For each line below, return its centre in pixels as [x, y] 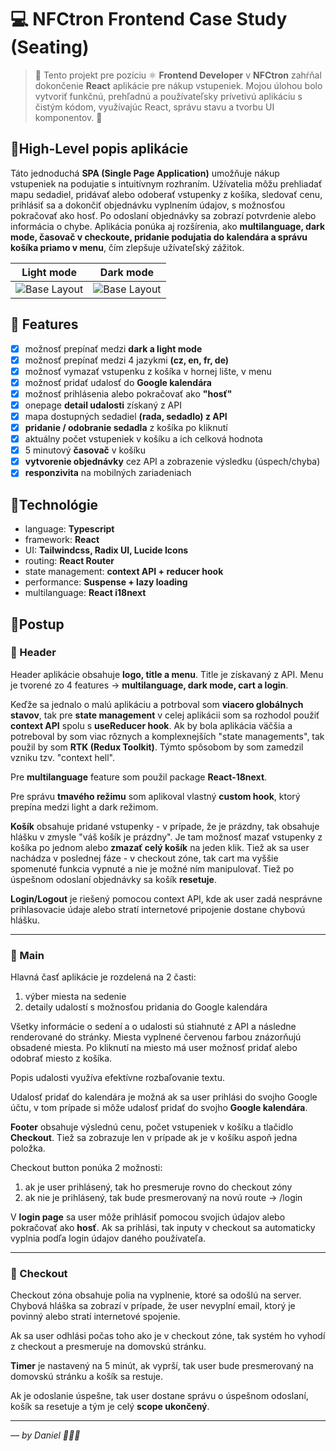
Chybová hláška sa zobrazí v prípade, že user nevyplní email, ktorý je [153, 1306]
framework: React [62, 540]
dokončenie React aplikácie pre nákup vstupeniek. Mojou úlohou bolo [178, 85]
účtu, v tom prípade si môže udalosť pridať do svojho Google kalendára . [159, 1108]
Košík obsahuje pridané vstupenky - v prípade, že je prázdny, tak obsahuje [165, 826]
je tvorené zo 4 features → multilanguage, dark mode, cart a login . [149, 685]
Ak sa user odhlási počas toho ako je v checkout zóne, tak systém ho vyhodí [168, 1336]
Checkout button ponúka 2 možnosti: [86, 1168]
